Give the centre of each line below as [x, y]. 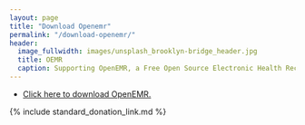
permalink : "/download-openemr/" [73, 34]
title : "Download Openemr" [60, 26]
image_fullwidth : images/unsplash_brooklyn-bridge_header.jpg [138, 52]
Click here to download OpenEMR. [87, 94]
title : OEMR [40, 60]
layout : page [34, 18]
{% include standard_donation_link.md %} [88, 111]
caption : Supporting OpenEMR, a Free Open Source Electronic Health [150, 69]
